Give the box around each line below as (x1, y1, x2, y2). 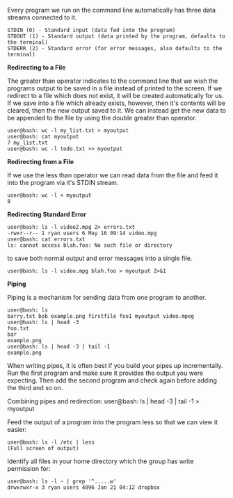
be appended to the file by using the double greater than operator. (7, 114, 197, 122)
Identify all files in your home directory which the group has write (7, 457, 194, 465)
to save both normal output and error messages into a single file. (7, 254, 193, 262)
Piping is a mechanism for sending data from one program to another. (7, 294, 207, 301)
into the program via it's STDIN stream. (7, 179, 119, 186)
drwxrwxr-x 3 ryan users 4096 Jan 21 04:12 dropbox (7, 484, 160, 491)
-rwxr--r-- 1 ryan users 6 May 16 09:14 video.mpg (7, 230, 157, 236)
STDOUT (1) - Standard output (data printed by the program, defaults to (7, 33, 226, 40)
